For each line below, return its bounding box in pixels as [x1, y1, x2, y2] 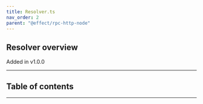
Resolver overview [6, 42, 79, 52]
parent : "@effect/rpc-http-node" [6, 20, 91, 26]
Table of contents [6, 81, 74, 91]
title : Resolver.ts [6, 8, 56, 15]
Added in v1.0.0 [6, 58, 45, 66]
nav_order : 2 [6, 14, 39, 20]
